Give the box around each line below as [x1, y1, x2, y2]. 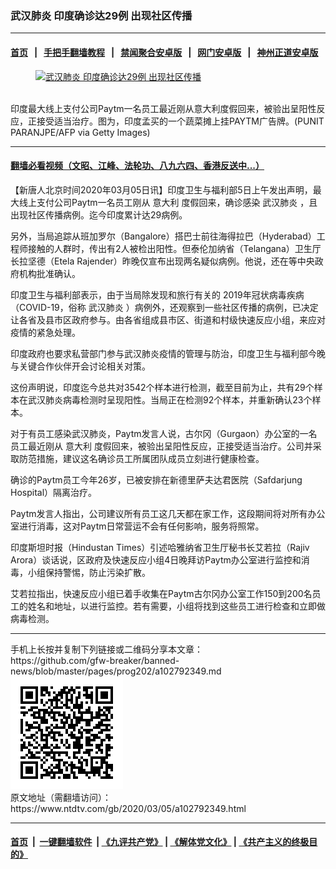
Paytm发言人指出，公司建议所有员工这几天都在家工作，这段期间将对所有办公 [10, 507, 326, 519]
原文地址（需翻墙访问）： [10, 791, 112, 803]
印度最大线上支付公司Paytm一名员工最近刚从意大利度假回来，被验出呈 [10, 102, 300, 114]
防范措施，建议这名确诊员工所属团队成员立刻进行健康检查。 [18, 452, 265, 464]
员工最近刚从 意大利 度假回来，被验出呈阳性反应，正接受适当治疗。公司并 [10, 440, 313, 452]
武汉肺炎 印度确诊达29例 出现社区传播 [10, 8, 193, 22]
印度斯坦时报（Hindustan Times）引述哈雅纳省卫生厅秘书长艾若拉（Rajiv [10, 541, 310, 553]
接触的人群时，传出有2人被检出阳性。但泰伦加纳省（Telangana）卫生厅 [27, 242, 322, 254]
